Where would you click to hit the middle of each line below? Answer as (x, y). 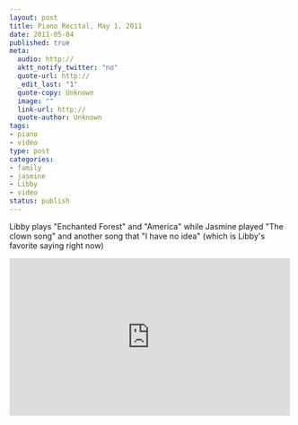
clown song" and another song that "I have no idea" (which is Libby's (137, 236)
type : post (30, 151)
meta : (19, 51)
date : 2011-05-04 (42, 34)
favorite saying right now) (57, 245)
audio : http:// (46, 59)
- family (26, 168)
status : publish (39, 201)
